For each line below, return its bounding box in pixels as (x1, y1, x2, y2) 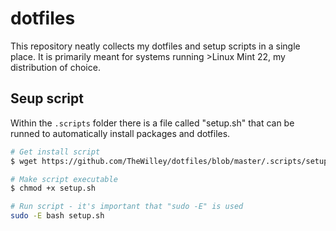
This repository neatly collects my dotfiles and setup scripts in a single (10, 40, 301, 52)
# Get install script (10, 147, 101, 157)
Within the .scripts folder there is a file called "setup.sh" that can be (10, 117, 295, 129)
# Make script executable (10, 174, 118, 184)
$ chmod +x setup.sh (10, 183, 97, 194)
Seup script (10, 90, 84, 107)
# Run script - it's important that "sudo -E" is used (10, 202, 244, 212)
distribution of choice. (10, 61, 101, 73)
